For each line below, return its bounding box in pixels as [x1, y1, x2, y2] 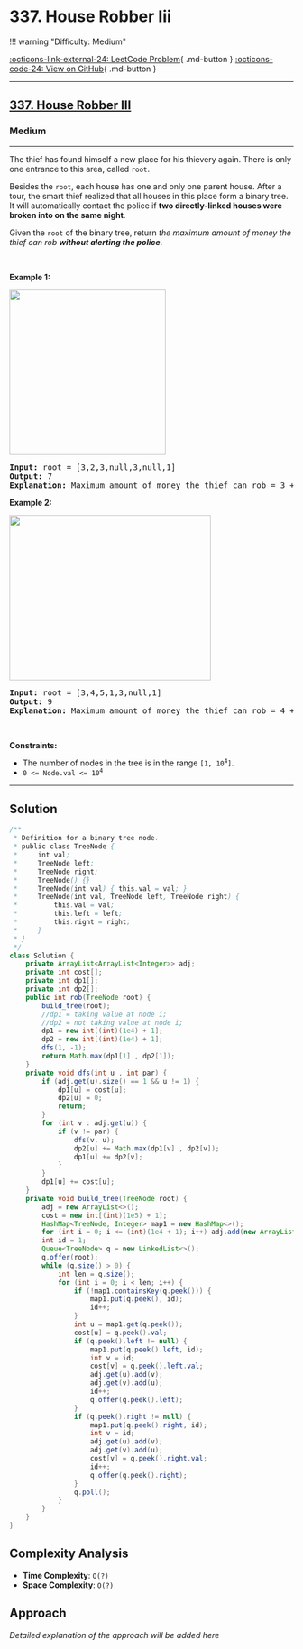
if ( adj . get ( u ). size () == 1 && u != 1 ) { [41, 1076, 200, 1086]
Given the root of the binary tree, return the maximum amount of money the [9, 227, 291, 238]
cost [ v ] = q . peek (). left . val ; [89, 1361, 204, 1371]
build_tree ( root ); [41, 1001, 111, 1011]
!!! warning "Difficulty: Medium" [9, 36, 126, 47]
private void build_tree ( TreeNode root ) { [25, 1194, 188, 1203]
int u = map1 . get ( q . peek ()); [73, 1320, 183, 1329]
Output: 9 [9, 696, 52, 707]
